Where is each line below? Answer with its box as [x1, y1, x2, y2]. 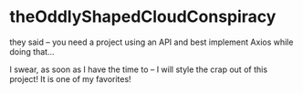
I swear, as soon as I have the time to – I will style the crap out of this [9, 64, 267, 75]
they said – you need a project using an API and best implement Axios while [9, 36, 294, 47]
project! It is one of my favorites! [9, 73, 131, 84]
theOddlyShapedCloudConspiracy [9, 6, 277, 27]
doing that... [9, 46, 55, 57]
